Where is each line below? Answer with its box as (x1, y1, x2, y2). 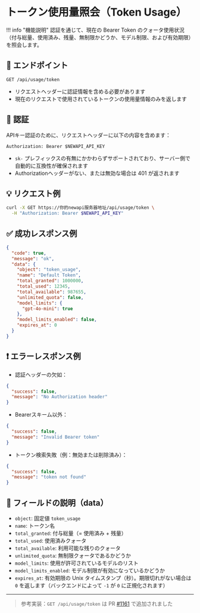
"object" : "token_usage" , (17, 267, 82, 273)
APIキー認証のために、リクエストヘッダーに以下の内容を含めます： (6, 131, 171, 138)
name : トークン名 (14, 522, 55, 529)
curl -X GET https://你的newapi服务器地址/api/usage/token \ (6, 205, 155, 211)
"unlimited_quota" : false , (17, 294, 84, 300)
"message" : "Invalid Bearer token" (11, 434, 100, 440)
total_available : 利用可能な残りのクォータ (14, 544, 121, 552)
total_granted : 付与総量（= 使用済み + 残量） (14, 529, 127, 537)
